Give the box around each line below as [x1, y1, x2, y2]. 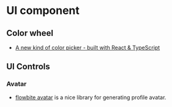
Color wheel [6, 28, 54, 38]
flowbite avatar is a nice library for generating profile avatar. [15, 94, 166, 101]
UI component [6, 4, 80, 18]
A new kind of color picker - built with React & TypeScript [15, 44, 160, 51]
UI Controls [6, 61, 50, 72]
